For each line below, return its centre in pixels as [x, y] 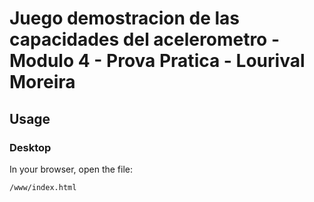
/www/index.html [43, 187]
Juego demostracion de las [125, 18]
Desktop [30, 147]
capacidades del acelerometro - [145, 39]
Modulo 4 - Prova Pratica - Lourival [157, 61]
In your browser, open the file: [71, 169]
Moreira [42, 82]
